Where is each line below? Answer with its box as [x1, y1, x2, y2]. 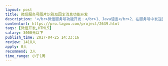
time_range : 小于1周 [5, 53, 46, 59]
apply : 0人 [5, 44, 27, 49]
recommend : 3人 [5, 49, 36, 54]
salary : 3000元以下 [5, 30, 43, 35]
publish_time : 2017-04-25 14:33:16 [5, 35, 79, 40]
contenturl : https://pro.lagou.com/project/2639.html [5, 21, 120, 26]
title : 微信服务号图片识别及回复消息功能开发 [5, 12, 88, 17]
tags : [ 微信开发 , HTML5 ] [5, 26, 51, 31]
